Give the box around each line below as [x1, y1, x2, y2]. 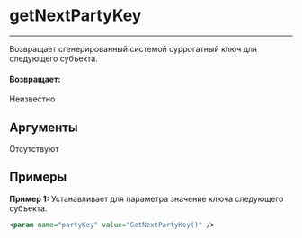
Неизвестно [9, 93, 56, 104]
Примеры [9, 170, 67, 185]
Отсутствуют [9, 143, 59, 154]
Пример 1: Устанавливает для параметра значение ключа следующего [9, 193, 284, 204]
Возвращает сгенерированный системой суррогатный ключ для [9, 43, 258, 54]
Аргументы [9, 119, 78, 135]
